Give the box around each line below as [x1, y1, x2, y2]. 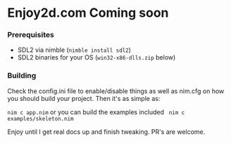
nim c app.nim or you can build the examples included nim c [7, 107, 185, 116]
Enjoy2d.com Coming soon [7, 5, 169, 21]
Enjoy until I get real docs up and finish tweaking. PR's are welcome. [7, 128, 206, 136]
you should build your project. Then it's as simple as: [7, 94, 161, 102]
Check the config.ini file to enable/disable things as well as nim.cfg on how [7, 86, 225, 95]
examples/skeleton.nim [7, 115, 74, 122]
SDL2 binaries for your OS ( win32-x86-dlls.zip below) [17, 53, 176, 62]
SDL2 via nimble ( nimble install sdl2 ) [17, 46, 132, 54]
